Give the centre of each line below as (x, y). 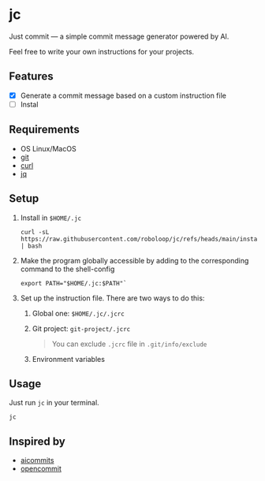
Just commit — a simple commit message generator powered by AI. (119, 36)
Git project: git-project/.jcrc (81, 328)
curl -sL (35, 232)
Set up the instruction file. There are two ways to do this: (112, 298)
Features (31, 76)
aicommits (37, 460)
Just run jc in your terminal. (54, 403)
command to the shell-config (67, 269)
